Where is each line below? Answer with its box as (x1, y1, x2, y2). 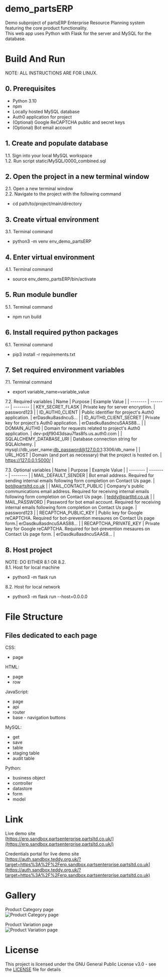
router (12, 709, 26, 715)
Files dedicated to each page (5, 631, 97, 640)
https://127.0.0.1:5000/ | (5, 457, 54, 463)
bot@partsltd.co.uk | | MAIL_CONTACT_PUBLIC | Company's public (5, 483, 144, 489)
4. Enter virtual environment (5, 253, 95, 261)
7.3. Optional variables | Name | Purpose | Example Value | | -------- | (5, 467, 148, 473)
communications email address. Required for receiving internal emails (5, 488, 149, 495)
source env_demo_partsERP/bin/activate (12, 276, 96, 282)
